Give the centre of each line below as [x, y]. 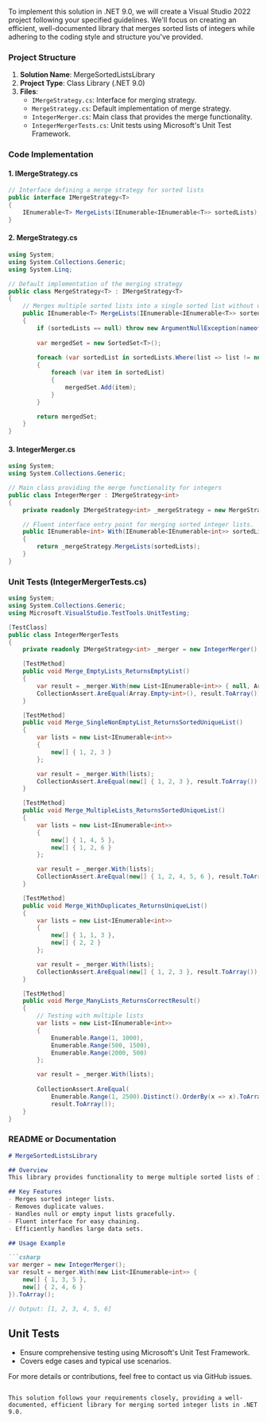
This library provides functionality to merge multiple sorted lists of [131, 1177]
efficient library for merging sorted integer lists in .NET [154, 1405]
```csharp [25, 1257]
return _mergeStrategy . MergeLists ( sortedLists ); [119, 547]
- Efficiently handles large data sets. [76, 1229]
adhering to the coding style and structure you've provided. [106, 37]
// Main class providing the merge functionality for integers [115, 488]
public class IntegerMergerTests [64, 635]
